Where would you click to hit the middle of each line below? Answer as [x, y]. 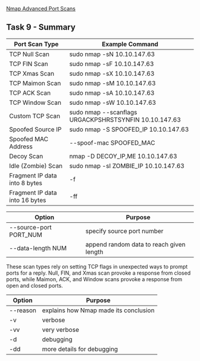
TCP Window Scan [35, 102]
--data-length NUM [38, 248]
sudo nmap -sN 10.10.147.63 [112, 54]
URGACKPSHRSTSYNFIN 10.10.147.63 [125, 120]
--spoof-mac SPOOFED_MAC [112, 142]
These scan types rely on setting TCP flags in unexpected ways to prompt [97, 266]
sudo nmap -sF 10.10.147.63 [112, 64]
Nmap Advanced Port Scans [41, 9]
